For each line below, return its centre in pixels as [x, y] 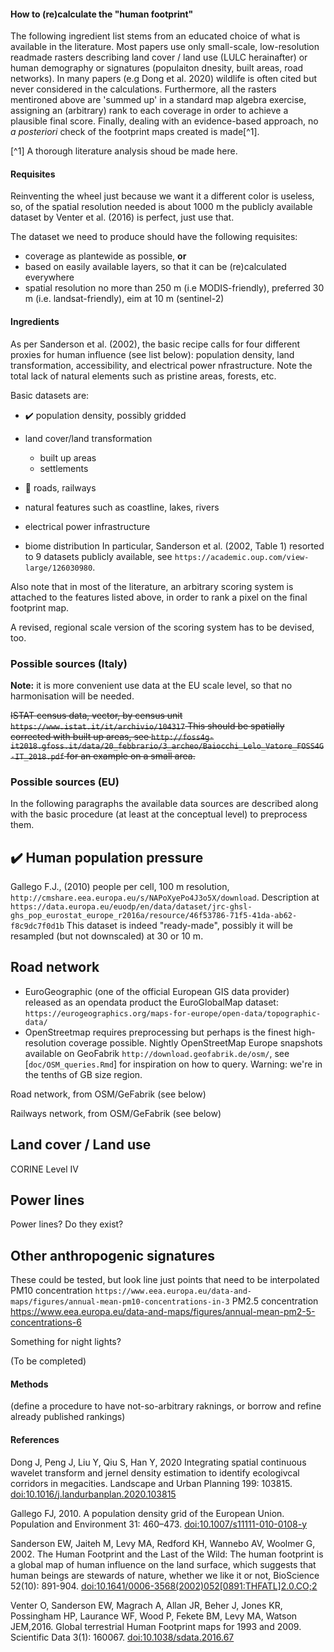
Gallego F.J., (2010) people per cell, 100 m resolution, [120, 887]
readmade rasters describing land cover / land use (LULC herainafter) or [159, 57]
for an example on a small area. [131, 756]
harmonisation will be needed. [72, 696]
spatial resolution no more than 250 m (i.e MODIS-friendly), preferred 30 [174, 288]
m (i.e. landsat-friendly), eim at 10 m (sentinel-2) [124, 299]
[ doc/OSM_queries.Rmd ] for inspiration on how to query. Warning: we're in [173, 1064]
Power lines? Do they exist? [67, 1224]
